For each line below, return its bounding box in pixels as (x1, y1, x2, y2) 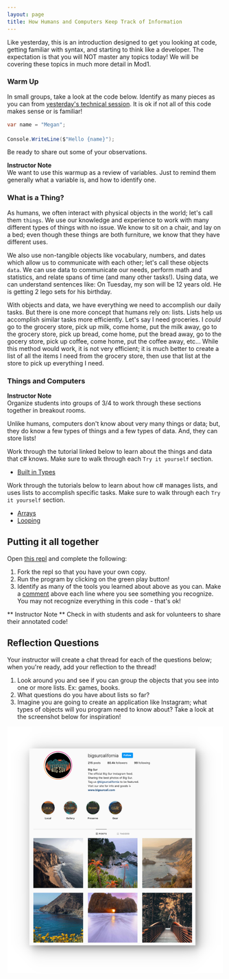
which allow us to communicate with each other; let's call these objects (7, 258, 209, 267)
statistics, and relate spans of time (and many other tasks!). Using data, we (7, 273, 219, 281)
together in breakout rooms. (7, 407, 86, 415)
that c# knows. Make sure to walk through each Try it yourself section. (7, 455, 214, 463)
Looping (16, 516, 41, 524)
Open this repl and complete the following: (7, 554, 128, 562)
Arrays (16, 509, 36, 518)
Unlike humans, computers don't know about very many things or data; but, (7, 420, 221, 428)
